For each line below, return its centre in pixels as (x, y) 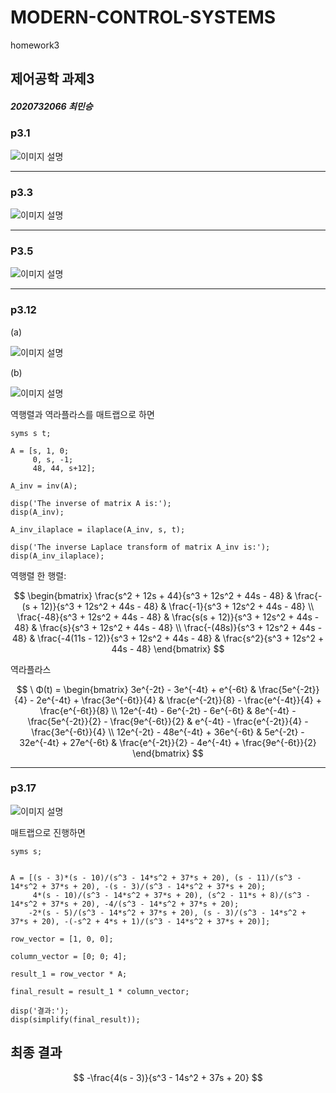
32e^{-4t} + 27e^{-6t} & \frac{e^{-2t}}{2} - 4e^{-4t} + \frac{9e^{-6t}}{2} (168, 742)
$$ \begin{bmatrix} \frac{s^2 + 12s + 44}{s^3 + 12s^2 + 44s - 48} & (153, 595)
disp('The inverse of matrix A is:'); (91, 503)
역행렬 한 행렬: (38, 575)
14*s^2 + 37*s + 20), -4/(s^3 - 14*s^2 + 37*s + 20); (125, 904)
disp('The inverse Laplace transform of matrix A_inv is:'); (140, 547)
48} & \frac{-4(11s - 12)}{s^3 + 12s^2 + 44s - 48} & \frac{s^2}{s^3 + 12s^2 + (168, 638)
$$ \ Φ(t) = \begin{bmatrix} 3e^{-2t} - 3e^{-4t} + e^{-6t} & (136, 689)
